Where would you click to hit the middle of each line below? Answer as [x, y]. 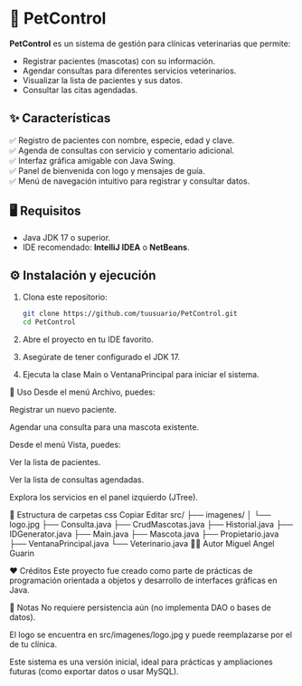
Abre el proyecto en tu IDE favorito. [88, 339]
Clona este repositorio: [65, 297]
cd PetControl [49, 322]
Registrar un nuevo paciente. [63, 410]
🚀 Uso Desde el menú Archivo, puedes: [82, 392]
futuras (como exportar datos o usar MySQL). [94, 672]
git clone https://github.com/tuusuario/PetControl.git [130, 314]
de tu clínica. [33, 644]
